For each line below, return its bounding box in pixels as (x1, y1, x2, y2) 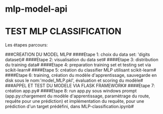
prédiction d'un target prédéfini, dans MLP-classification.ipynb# (5, 104, 134, 110)
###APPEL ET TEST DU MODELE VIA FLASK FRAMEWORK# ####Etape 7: (5, 83, 155, 89)
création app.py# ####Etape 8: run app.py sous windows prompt (5, 88, 137, 94)
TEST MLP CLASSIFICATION (5, 26, 121, 37)
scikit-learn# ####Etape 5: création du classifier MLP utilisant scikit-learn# (5, 67, 157, 73)
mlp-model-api (5, 3, 68, 15)
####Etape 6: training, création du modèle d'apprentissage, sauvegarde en (5, 72, 157, 78)
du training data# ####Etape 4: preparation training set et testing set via (5, 62, 151, 68)
